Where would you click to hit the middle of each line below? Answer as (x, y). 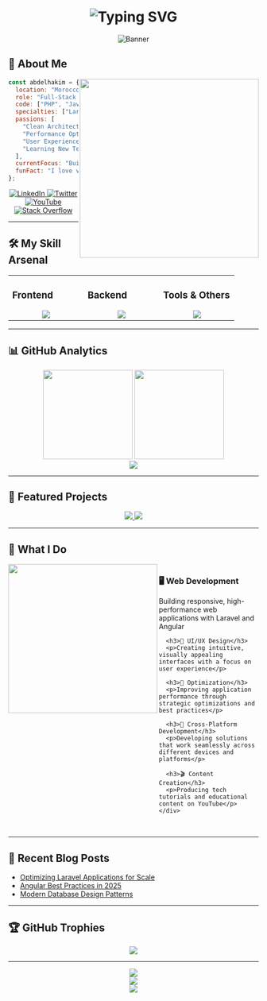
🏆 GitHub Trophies (57, 928)
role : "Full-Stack (46, 97)
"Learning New (46, 149)
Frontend (33, 296)
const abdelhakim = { (44, 82)
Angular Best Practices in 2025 (70, 886)
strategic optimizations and (207, 704)
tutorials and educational (203, 797)
